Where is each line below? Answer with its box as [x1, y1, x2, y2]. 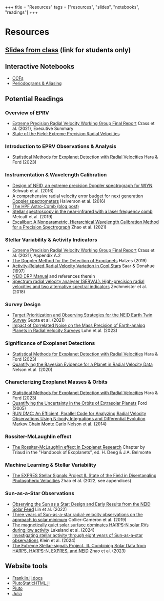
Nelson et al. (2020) [12, 366, 53, 373]
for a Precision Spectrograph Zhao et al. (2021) [12, 224, 107, 230]
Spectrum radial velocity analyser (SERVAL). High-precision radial [12, 278, 145, 284]
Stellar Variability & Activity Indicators [5, 236, 98, 243]
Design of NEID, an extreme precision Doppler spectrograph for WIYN [12, 183, 153, 188]
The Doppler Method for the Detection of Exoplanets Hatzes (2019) [12, 257, 147, 263]
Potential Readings [5, 95, 64, 103]
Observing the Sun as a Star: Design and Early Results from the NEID [12, 501, 151, 507]
